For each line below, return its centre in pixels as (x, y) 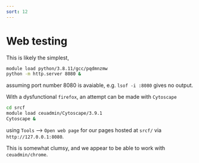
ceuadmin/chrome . (27, 154)
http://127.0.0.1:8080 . (35, 136)
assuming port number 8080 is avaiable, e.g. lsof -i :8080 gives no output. (100, 85)
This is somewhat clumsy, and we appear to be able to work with (86, 148)
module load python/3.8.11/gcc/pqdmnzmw (57, 68)
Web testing (37, 41)
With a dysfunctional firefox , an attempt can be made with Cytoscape (91, 97)
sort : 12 (17, 12)
